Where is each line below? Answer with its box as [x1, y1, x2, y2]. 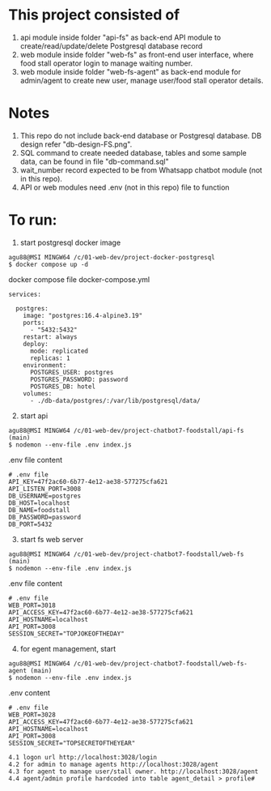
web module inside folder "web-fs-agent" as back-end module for [19, 66, 241, 76]
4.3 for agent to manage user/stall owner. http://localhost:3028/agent [8, 767, 259, 776]
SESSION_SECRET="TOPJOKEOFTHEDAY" [8, 630, 125, 638]
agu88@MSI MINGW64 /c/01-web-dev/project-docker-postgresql [8, 253, 216, 261]
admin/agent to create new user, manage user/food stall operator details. [19, 75, 264, 85]
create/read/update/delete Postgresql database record [19, 41, 203, 50]
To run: [8, 211, 57, 229]
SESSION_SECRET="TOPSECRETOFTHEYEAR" [8, 739, 136, 747]
